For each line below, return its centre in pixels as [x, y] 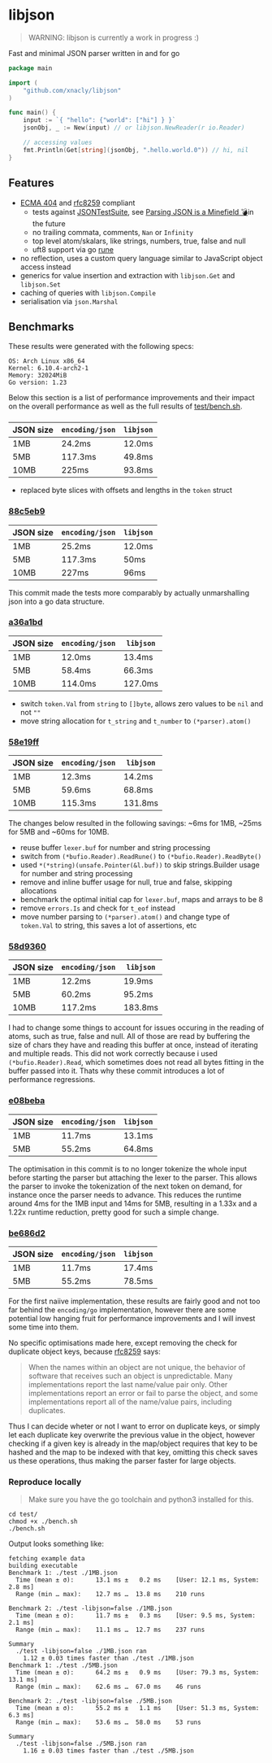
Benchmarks [41, 327]
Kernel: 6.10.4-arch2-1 [49, 369]
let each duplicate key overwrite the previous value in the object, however [132, 1435]
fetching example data [47, 1559]
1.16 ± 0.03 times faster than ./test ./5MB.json [109, 1751]
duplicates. [47, 1411]
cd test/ [23, 1515]
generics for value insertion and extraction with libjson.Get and [127, 275]
